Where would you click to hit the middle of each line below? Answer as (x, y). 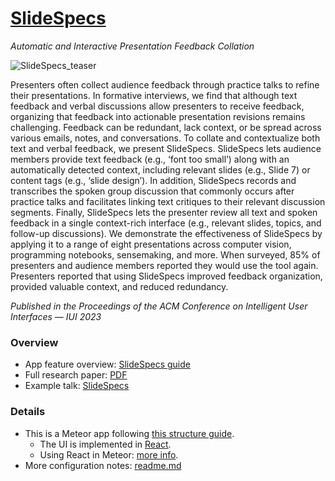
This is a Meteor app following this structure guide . (129, 433)
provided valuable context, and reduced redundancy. (119, 286)
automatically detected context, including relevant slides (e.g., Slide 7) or (160, 169)
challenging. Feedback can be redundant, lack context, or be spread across (166, 127)
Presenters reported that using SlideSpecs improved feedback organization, (166, 276)
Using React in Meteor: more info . (109, 454)
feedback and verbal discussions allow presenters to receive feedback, (157, 106)
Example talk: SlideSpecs (77, 386)
